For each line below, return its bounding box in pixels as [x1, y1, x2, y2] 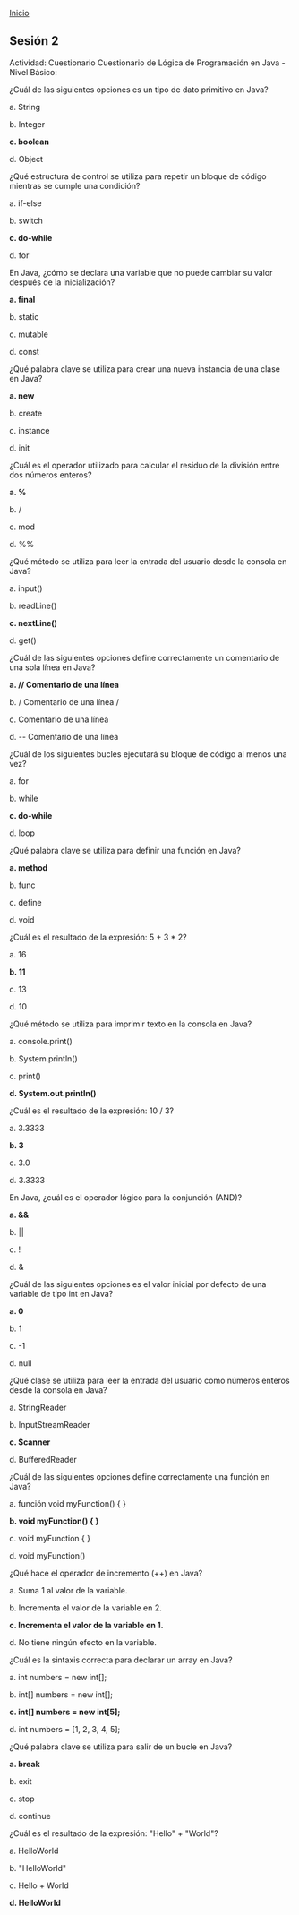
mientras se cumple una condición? [9, 180, 141, 191]
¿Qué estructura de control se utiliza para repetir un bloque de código [9, 170, 267, 182]
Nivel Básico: [9, 66, 58, 77]
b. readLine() [9, 600, 57, 611]
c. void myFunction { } [9, 1533, 91, 1543]
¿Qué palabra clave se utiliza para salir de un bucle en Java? [9, 1741, 233, 1752]
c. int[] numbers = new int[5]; [9, 1706, 121, 1717]
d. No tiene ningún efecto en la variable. [9, 1636, 157, 1647]
